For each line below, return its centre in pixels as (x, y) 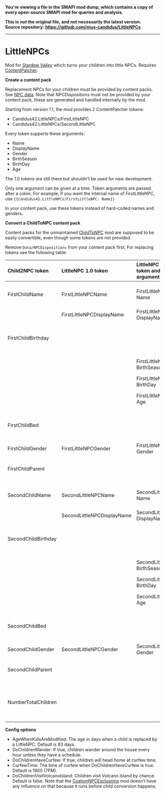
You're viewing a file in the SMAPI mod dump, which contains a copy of (79, 7)
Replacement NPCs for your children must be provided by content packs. (79, 89)
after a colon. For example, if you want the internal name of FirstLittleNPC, (80, 193)
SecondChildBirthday (32, 539)
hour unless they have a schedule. (47, 755)
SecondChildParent (30, 669)
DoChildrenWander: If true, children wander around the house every (81, 749)
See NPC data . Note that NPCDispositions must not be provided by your (78, 94)
